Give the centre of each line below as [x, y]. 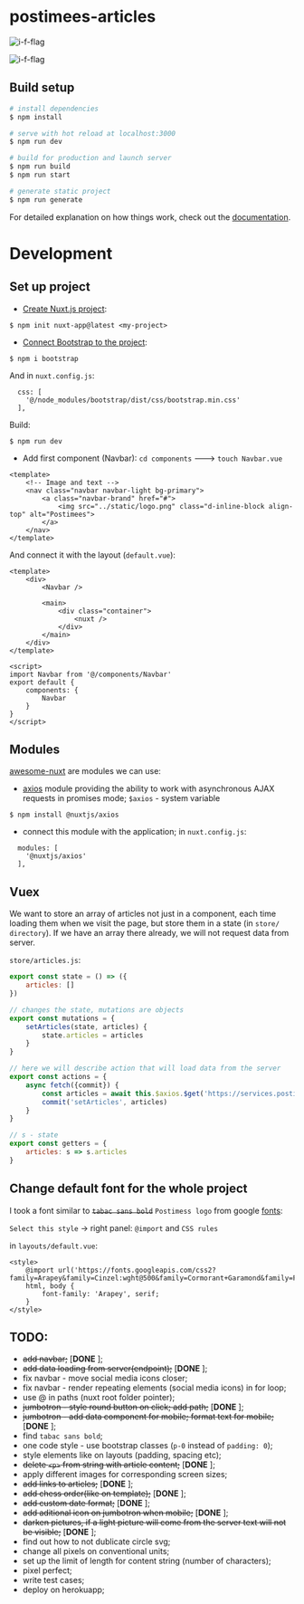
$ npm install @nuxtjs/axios [64, 815]
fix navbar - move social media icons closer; [105, 1379]
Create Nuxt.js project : [65, 309]
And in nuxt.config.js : [52, 375]
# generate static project [60, 191]
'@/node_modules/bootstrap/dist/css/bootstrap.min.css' [133, 400]
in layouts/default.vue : [53, 1246]
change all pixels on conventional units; [96, 1551]
